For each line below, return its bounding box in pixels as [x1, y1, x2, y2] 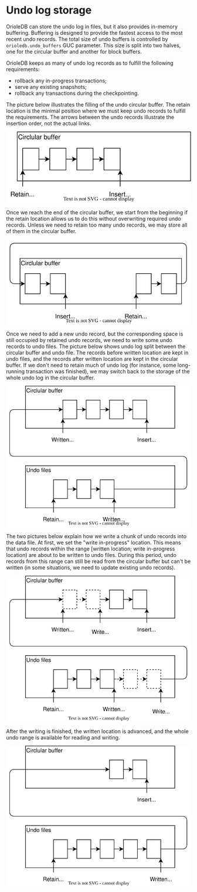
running [6, 367, 25, 374]
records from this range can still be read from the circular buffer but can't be [6, 558, 191, 565]
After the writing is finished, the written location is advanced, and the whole [6, 728, 189, 735]
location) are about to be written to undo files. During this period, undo [6, 551, 177, 558]
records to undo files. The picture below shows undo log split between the [6, 343, 186, 350]
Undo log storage [6, 4, 92, 17]
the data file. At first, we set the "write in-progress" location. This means [6, 539, 181, 546]
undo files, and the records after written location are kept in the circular [6, 355, 178, 362]
